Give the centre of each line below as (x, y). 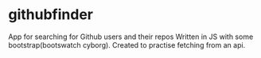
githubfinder (51, 15)
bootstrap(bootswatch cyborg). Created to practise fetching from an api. (127, 44)
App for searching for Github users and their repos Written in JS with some (131, 37)
